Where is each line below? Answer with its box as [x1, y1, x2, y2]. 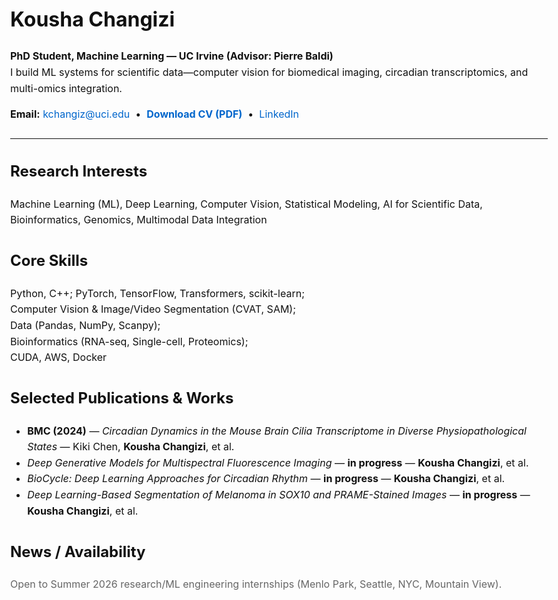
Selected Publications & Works [10, 389, 234, 408]
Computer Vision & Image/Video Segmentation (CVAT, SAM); [10, 302, 297, 316]
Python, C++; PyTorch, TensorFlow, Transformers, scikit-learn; [10, 286, 305, 300]
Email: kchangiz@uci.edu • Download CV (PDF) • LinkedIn [10, 107, 300, 121]
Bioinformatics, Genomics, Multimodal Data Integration [10, 213, 268, 227]
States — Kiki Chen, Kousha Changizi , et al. [27, 440, 235, 454]
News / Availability [10, 542, 146, 561]
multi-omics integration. [10, 81, 123, 95]
